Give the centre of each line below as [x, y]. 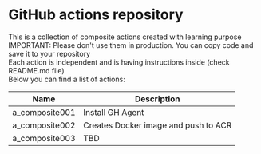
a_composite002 [44, 125]
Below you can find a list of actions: [67, 79]
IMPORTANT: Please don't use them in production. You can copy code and [131, 45]
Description [158, 99]
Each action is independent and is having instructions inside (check [119, 62]
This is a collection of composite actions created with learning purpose [125, 37]
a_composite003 [44, 138]
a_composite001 [44, 112]
